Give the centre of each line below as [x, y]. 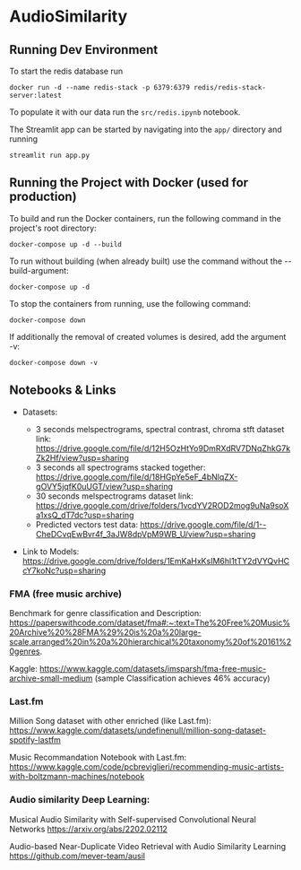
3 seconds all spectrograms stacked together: [120, 467]
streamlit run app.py [50, 155]
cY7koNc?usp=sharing [64, 570]
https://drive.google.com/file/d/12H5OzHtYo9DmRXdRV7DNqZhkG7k [163, 448]
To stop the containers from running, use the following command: [130, 303]
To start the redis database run [66, 71]
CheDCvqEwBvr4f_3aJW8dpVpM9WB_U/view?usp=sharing [146, 534]
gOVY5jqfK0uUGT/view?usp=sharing [104, 486]
